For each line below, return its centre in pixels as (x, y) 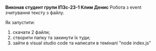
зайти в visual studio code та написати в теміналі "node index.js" (82, 43)
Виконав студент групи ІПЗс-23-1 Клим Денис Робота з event (73, 7)
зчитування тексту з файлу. (35, 13)
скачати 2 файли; (31, 32)
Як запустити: (20, 22)
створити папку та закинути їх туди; (51, 38)
